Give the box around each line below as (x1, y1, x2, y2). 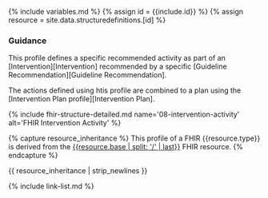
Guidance (8, 35, 47, 46)
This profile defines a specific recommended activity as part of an (8, 53, 226, 63)
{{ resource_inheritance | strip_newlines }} (8, 166, 148, 176)
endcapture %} (8, 151, 58, 160)
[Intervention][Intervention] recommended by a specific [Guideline (8, 61, 227, 71)
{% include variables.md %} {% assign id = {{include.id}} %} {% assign (8, 7, 244, 16)
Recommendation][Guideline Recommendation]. (8, 70, 167, 80)
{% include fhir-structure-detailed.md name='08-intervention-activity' (8, 109, 240, 119)
